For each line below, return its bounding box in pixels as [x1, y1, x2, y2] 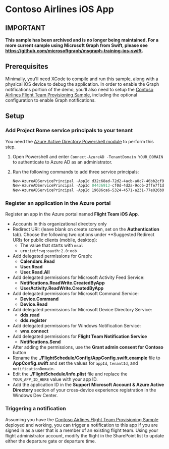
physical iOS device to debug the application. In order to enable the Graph [5, 81, 159, 87]
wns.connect [20, 328, 49, 334]
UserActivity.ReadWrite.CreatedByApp [20, 285, 104, 291]
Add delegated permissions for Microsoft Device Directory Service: [12, 307, 152, 313]
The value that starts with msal [20, 242, 84, 248]
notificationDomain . [12, 366, 55, 372]
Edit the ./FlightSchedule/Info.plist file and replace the [12, 371, 128, 377]
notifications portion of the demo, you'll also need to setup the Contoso [5, 86, 154, 92]
